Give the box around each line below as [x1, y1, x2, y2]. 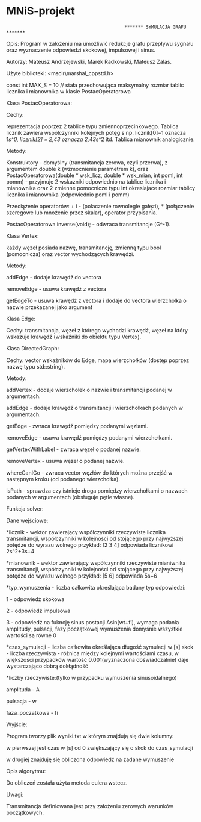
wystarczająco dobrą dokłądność [6, 662, 89, 670]
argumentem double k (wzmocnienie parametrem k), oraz [6, 165, 149, 172]
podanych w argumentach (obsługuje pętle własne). [6, 493, 135, 500]
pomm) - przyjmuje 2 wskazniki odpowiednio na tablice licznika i [6, 178, 166, 185]
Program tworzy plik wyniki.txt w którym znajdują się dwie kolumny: [6, 732, 174, 739]
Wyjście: [6, 721, 28, 728]
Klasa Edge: [6, 315, 36, 322]
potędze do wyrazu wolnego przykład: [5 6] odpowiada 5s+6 [6, 572, 157, 579]
